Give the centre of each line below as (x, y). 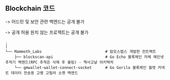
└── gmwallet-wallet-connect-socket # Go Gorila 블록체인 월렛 (85, 67)
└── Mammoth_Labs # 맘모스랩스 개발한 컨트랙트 (81, 51)
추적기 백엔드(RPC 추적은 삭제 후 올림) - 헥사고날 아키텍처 (59, 62)
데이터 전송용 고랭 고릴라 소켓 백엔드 (44, 73)
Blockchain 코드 (30, 9)
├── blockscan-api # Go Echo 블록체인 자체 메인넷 (89, 57)
